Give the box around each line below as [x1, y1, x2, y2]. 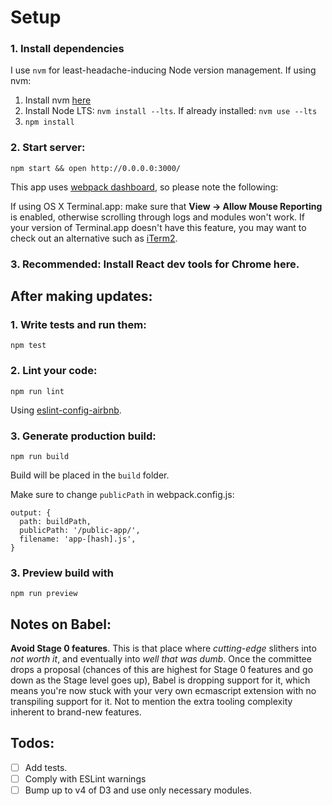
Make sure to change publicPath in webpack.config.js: [10, 488, 235, 500]
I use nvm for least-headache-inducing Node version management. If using [10, 64, 317, 76]
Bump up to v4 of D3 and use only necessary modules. [24, 784, 252, 796]
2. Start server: [10, 141, 86, 155]
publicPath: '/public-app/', [19, 525, 141, 535]
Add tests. [24, 761, 68, 773]
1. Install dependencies [10, 42, 125, 56]
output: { [10, 507, 52, 518]
